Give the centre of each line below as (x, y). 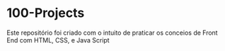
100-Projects (46, 13)
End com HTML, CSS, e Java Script (58, 40)
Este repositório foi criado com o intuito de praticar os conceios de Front (112, 33)
